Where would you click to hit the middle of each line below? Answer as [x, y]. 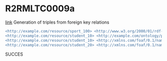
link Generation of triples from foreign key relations [57, 22]
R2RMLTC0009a [40, 9]
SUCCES [14, 54]
